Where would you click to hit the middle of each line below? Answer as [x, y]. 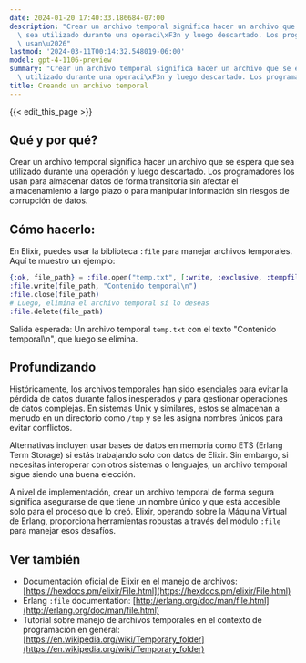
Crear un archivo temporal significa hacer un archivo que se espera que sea [152, 162]
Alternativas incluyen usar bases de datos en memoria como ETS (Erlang [146, 445]
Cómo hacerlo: [52, 229]
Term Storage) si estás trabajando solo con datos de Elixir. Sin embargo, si [149, 455]
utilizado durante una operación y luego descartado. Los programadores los [152, 172]
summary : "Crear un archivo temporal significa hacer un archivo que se [150, 69]
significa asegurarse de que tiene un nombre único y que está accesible [145, 502]
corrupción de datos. [49, 200]
